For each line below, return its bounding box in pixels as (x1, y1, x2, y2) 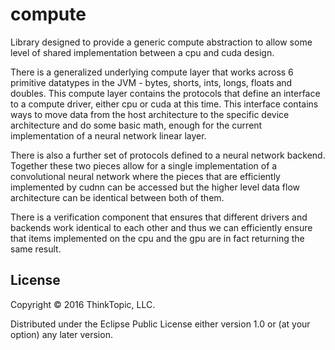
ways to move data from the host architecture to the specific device (10, 108, 290, 120)
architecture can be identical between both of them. (10, 191, 225, 203)
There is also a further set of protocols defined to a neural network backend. (10, 149, 326, 161)
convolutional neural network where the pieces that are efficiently (10, 170, 281, 182)
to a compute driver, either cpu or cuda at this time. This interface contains (10, 98, 319, 110)
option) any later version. (10, 328, 113, 340)
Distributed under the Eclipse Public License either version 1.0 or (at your (10, 318, 311, 330)
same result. (10, 243, 62, 255)
